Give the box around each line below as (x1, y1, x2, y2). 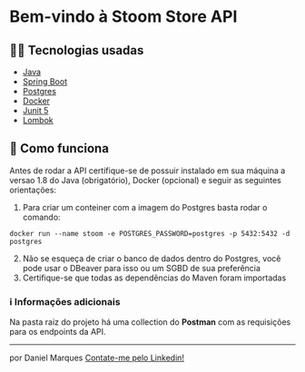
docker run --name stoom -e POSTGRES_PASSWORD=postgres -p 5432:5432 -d (9, 229, 290, 238)
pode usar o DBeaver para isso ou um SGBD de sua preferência (22, 262, 261, 273)
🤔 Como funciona (9, 141, 109, 156)
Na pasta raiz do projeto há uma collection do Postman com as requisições (9, 317, 291, 328)
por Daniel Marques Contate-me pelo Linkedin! (9, 352, 184, 364)
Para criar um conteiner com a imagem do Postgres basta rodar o (22, 201, 268, 212)
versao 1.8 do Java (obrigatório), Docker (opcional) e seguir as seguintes (9, 174, 281, 185)
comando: (22, 211, 61, 222)
